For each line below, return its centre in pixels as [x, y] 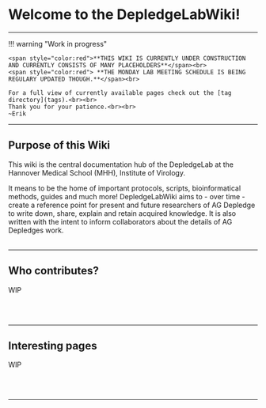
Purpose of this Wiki [59, 145]
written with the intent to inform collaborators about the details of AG [120, 221]
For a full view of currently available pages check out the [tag [120, 93]
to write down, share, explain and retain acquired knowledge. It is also [122, 213]
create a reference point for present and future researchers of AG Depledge [132, 205]
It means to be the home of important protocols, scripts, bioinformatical [125, 188]
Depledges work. [36, 230]
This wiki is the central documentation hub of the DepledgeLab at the [121, 164]
